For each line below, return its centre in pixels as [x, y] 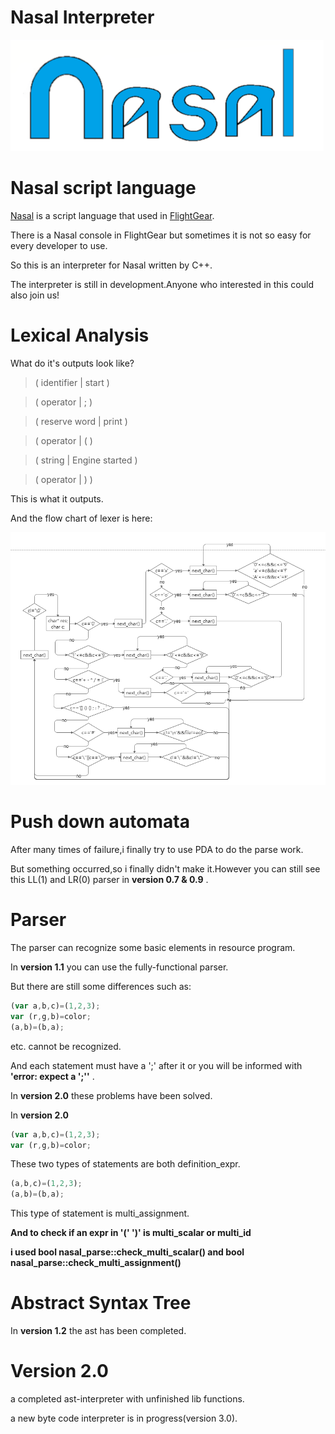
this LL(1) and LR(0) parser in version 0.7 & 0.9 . [109, 880]
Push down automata [100, 822]
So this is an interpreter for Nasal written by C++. [111, 265]
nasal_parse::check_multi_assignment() [96, 1263]
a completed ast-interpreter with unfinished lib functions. [127, 1399]
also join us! [35, 295]
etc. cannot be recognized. [66, 1046]
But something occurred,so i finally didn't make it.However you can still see [165, 869]
